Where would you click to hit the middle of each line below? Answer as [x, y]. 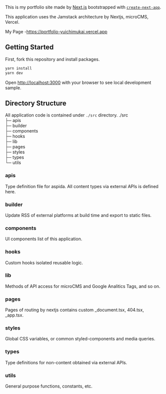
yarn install [19, 68]
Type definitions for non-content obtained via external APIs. [66, 362]
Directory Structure [36, 103]
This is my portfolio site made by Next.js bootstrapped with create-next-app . [83, 7]
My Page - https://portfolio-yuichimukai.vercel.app [56, 32]
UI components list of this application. [44, 239]
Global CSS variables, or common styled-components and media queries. [80, 339]
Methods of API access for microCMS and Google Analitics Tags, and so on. [83, 286]
